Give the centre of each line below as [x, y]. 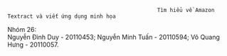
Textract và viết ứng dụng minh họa [62, 16]
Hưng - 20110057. [33, 45]
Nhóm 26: [22, 29]
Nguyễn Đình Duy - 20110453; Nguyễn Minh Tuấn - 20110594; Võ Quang [114, 37]
